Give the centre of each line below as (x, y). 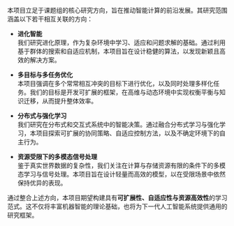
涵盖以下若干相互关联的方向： (50, 19)
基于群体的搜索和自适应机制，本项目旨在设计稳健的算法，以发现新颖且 (118, 51)
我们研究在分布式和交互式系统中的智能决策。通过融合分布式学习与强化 (118, 125)
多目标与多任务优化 (45, 75)
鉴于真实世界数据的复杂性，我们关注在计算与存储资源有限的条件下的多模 (121, 165)
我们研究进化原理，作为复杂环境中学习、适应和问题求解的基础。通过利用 (121, 43)
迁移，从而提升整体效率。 (60, 101)
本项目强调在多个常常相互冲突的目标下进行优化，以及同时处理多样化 (115, 83)
